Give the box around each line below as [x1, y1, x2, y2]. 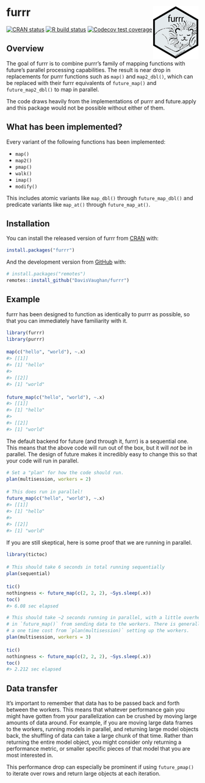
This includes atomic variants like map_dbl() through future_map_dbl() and [6, 194, 193, 201]
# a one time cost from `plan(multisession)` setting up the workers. [6, 628, 190, 634]
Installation [6, 218, 50, 229]
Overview [6, 43, 45, 54]
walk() [15, 171, 32, 177]
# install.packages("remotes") [6, 271, 86, 277]
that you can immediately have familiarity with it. [6, 317, 128, 324]
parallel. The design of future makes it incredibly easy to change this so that [6, 450, 198, 458]
